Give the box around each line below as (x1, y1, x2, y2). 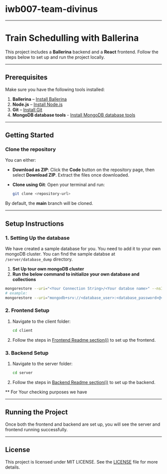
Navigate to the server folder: (12, 361, 73, 367)
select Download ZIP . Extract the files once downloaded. (12, 172, 129, 178)
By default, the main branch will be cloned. (5, 200, 93, 206)
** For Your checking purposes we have (5, 389, 87, 395)
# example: (5, 290, 28, 295)
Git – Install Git (12, 106, 43, 112)
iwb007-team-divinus (5, 3, 98, 15)
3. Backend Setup (5, 349, 49, 356)
